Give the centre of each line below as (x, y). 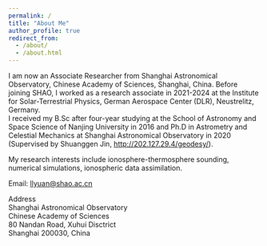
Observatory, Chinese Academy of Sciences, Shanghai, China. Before (123, 84)
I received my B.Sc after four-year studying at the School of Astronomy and (133, 118)
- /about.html (39, 53)
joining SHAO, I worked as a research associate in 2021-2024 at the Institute (133, 93)
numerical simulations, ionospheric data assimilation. (95, 168)
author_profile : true (44, 30)
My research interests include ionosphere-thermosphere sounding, (119, 159)
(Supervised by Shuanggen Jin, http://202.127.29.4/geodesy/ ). (111, 144)
